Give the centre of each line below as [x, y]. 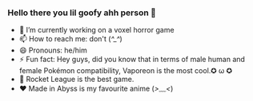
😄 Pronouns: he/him [53, 50]
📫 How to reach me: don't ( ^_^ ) [71, 39]
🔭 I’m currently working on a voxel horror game [96, 30]
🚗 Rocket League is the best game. [76, 80]
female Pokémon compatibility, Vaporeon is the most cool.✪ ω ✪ [126, 71]
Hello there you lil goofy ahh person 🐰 [82, 13]
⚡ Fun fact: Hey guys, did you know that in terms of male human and [132, 60]
